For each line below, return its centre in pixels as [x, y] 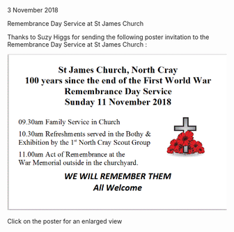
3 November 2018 [33, 10]
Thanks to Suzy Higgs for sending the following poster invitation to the [108, 37]
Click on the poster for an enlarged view [65, 222]
